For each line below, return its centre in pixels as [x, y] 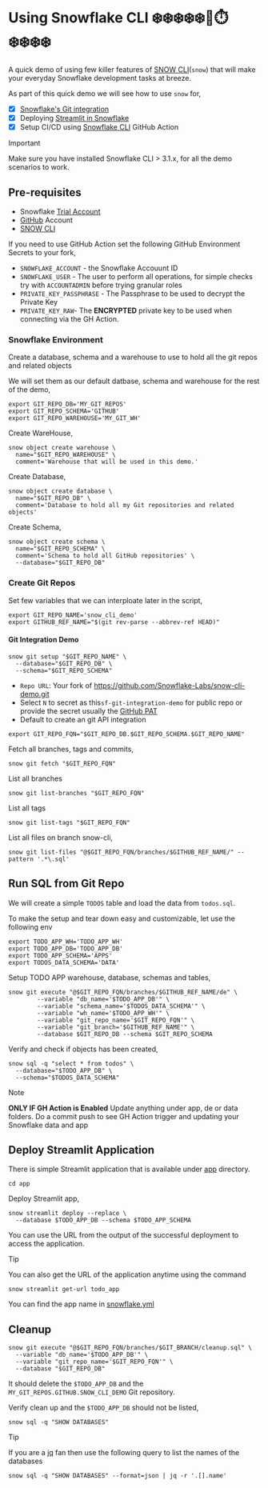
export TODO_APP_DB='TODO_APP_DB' [66, 948]
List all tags [27, 808]
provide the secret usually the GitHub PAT [89, 710]
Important [24, 143]
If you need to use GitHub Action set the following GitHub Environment [124, 244]
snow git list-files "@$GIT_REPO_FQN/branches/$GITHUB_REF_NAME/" [121, 852]
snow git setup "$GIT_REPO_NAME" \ [68, 656]
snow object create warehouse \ [62, 448]
